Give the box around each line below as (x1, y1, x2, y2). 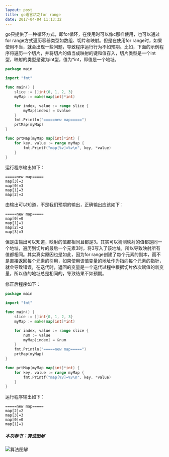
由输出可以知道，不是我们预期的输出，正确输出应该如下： (5, 201, 124, 208)
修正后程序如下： (5, 281, 41, 287)
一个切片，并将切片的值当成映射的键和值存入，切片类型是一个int (22, 50, 156, 56)
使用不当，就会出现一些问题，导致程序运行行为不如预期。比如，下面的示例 (5, 44, 159, 50)
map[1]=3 (5, 188, 24, 193)
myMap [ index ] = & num (23, 337, 66, 342)
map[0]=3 (5, 183, 24, 188)
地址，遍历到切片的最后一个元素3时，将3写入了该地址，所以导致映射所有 (9, 245, 161, 251)
